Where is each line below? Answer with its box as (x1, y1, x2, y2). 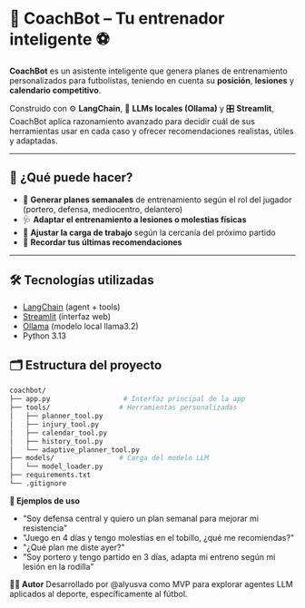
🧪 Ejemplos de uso (9, 495, 80, 506)
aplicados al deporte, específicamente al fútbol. (9, 588, 188, 599)
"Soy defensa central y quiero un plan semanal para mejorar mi (22, 513, 259, 524)
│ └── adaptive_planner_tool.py (9, 445, 141, 455)
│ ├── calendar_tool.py (9, 428, 107, 437)
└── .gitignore (9, 479, 67, 488)
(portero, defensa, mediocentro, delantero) (22, 203, 183, 214)
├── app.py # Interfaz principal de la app (9, 395, 246, 404)
